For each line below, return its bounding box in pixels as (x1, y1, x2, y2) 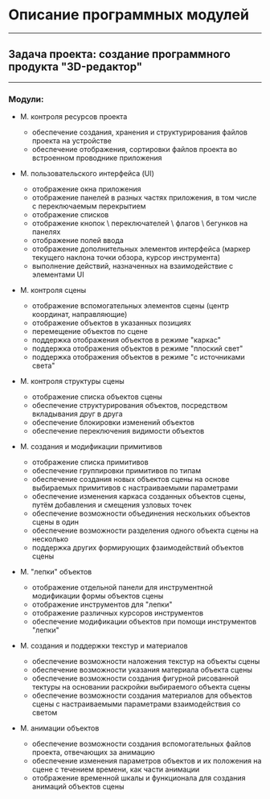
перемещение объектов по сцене (31, 327, 149, 336)
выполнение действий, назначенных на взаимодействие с (31, 262, 234, 271)
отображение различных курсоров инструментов (31, 608, 203, 618)
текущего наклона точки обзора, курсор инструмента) (31, 253, 221, 262)
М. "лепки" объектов (19, 567, 92, 577)
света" (31, 360, 55, 371)
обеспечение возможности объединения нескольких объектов (31, 509, 251, 518)
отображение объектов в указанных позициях (31, 318, 191, 327)
